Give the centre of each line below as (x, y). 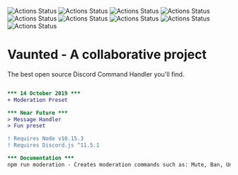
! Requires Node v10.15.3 (45, 139)
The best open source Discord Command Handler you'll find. (96, 74)
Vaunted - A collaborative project (107, 55)
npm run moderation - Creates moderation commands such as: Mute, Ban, (115, 164)
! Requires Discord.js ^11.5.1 (53, 145)
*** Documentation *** (41, 158)
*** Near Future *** (38, 113)
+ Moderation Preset (38, 100)
